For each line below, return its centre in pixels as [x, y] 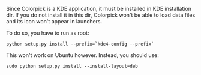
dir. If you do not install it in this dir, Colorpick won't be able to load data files [101, 15]
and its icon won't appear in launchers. [54, 21]
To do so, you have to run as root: [48, 33]
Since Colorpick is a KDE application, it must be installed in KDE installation [99, 9]
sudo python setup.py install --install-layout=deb [72, 66]
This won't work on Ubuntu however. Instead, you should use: [82, 55]
